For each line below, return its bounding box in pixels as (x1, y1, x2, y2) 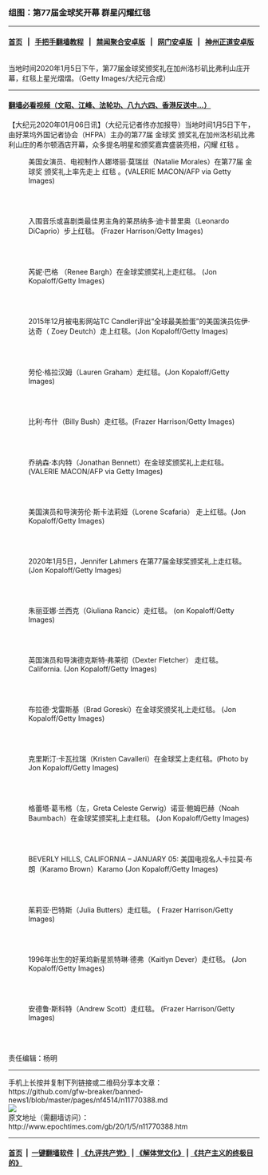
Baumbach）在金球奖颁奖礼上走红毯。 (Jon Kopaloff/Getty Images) (28, 813, 250, 823)
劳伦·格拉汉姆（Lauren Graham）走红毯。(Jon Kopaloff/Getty (28, 367, 230, 377)
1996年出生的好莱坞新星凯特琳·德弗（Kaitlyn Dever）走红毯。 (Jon (28, 954, 247, 963)
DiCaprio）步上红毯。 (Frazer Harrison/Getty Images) (28, 226, 203, 235)
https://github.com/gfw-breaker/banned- (8, 1086, 144, 1096)
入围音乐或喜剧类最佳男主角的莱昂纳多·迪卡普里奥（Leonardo (28, 216, 230, 225)
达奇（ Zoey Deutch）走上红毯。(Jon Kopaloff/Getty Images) (28, 326, 229, 336)
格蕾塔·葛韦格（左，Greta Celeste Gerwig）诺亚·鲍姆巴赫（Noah (28, 803, 239, 813)
